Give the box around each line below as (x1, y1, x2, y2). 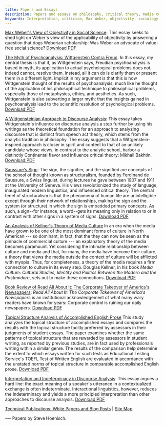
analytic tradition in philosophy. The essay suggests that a (5, 137, 122, 142)
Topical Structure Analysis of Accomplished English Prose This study (5, 314, 144, 320)
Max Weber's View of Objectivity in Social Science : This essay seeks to (5, 30, 149, 36)
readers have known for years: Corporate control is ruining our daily (5, 300, 142, 305)
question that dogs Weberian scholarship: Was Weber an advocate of (5, 40, 145, 46)
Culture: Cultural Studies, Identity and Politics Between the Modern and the (5, 269, 157, 276)
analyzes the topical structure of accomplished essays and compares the (5, 320, 152, 325)
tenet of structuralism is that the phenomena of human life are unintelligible (5, 193, 156, 199)
